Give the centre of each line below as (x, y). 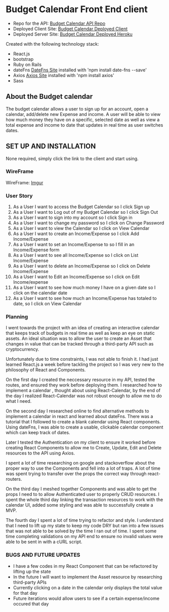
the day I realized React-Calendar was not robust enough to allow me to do (84, 396)
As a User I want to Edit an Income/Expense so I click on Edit (76, 277)
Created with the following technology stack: (52, 44)
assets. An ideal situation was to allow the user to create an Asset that (79, 338)
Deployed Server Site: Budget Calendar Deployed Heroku (73, 34)
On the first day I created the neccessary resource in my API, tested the (80, 380)
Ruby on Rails (27, 64)
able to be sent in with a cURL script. (44, 542)
